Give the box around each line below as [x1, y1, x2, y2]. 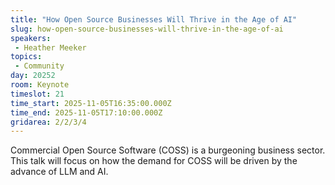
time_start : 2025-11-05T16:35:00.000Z [10, 98, 172, 108]
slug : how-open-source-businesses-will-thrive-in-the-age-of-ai [10, 24, 284, 34]
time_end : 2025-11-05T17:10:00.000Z [10, 107, 163, 118]
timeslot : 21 [10, 89, 65, 99]
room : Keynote [10, 80, 70, 90]
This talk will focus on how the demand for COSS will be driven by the [10, 155, 298, 167]
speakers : [10, 33, 52, 43]
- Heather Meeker [14, 42, 87, 53]
